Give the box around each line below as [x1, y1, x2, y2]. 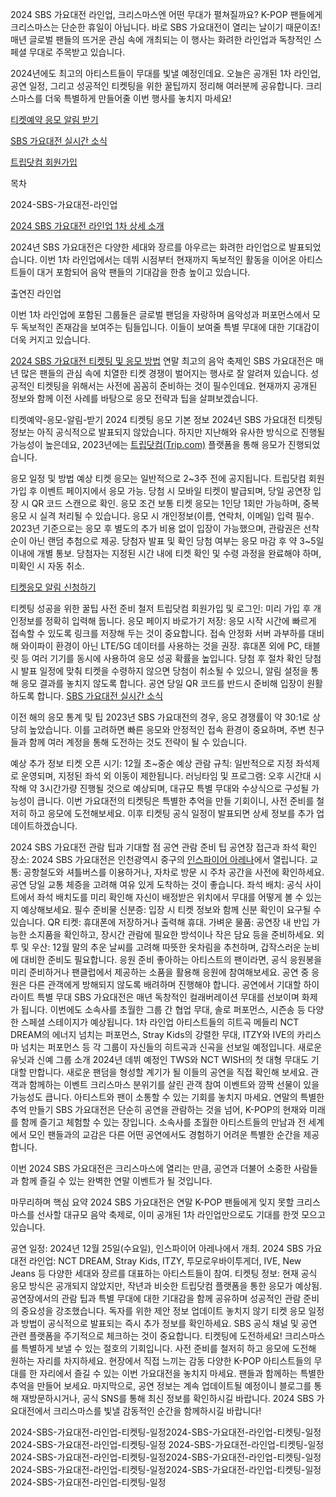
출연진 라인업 [10, 288, 62, 299]
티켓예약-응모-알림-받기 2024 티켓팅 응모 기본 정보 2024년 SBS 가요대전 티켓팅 [10, 414, 323, 425]
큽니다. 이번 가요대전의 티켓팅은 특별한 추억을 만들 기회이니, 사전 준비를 [36, 795, 315, 807]
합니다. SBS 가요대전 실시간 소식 [36, 690, 164, 702]
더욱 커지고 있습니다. [10, 334, 91, 345]
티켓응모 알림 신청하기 [10, 581, 97, 593]
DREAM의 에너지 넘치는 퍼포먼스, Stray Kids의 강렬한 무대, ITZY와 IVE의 [10, 1029, 295, 1040]
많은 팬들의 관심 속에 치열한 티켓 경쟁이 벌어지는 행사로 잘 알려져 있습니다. [20, 368, 309, 379]
